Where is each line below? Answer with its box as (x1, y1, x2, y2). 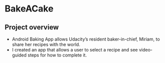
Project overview (5, 23, 59, 31)
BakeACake (5, 3, 54, 14)
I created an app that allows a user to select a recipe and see (12, 47, 138, 52)
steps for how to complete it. (28, 52, 87, 58)
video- (139, 47, 153, 52)
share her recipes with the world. (12, 41, 81, 47)
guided (12, 52, 27, 58)
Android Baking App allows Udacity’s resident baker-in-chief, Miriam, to (12, 36, 160, 42)
